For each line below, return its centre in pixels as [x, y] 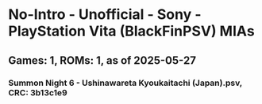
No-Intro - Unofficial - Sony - [105, 15]
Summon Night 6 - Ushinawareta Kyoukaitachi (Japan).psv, [125, 83]
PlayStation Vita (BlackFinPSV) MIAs [132, 31]
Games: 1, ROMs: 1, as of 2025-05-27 [102, 60]
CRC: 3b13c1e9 [38, 92]
